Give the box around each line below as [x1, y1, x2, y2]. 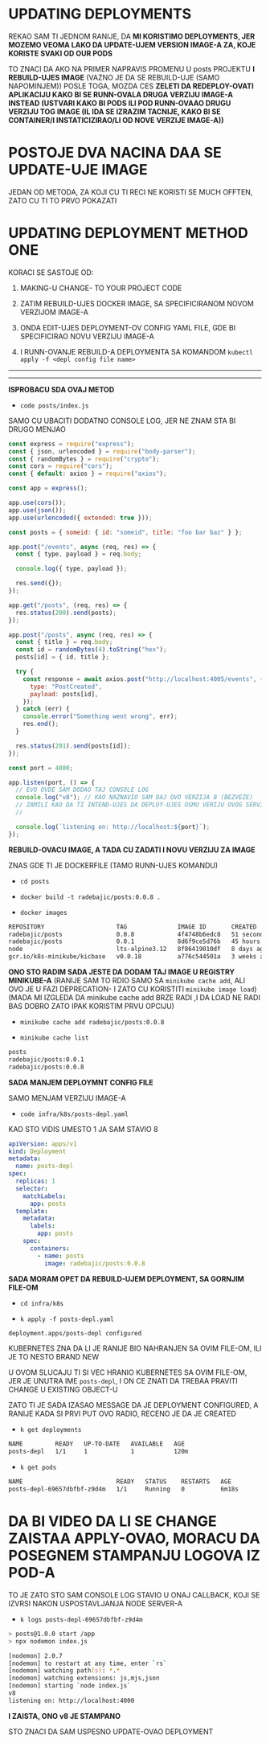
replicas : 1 [15, 1177, 56, 1186]
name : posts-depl [15, 1163, 74, 1171]
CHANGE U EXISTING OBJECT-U [8, 1384, 118, 1395]
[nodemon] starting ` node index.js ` [8, 1682, 131, 1690]
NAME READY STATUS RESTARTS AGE [8, 1478, 231, 1486]
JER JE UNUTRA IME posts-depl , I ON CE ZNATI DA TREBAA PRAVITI [8, 1376, 239, 1386]
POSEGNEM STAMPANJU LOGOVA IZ [8, 1547, 260, 1565]
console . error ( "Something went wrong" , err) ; [22, 712, 178, 720]
